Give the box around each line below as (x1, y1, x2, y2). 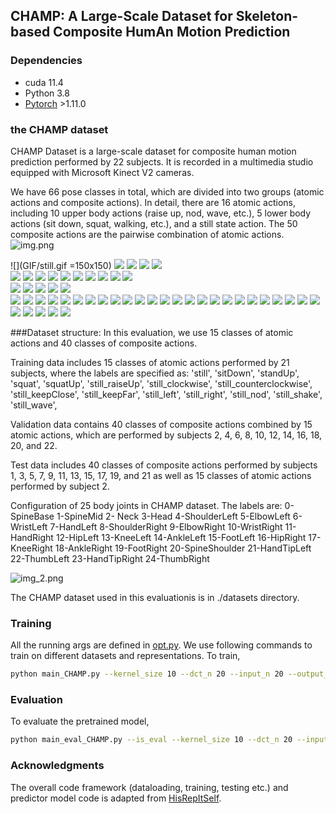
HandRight (10, 531, 54, 543)
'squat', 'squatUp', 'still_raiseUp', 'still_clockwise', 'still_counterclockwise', (10, 377, 313, 389)
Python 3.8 (24, 87, 70, 99)
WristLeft (10, 520, 48, 533)
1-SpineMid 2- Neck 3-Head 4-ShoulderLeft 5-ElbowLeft (56, 510, 291, 522)
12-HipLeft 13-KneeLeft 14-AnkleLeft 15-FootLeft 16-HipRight (55, 531, 307, 543)
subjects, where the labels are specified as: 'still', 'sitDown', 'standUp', (10, 367, 300, 379)
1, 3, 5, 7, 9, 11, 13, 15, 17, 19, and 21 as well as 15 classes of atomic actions (10, 469, 312, 481)
